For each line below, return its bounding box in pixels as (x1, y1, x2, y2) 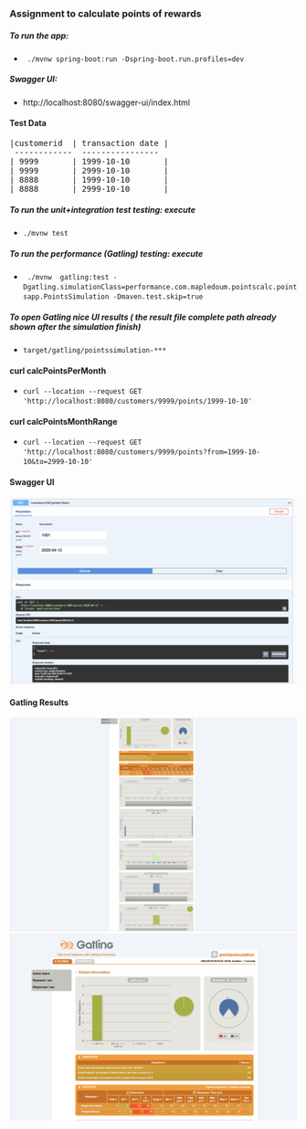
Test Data (9, 118, 47, 129)
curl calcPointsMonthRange (9, 416, 118, 427)
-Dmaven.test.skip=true (112, 292, 204, 301)
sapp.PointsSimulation (22, 292, 110, 301)
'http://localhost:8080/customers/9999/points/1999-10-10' (22, 396, 253, 406)
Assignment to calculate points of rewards (9, 7, 202, 20)
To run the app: (9, 30, 69, 41)
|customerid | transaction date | (9, 138, 169, 149)
